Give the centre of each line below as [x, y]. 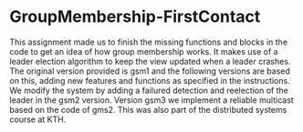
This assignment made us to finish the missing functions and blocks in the [149, 42]
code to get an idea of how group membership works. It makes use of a [144, 51]
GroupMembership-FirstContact [135, 17]
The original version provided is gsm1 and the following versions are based [150, 71]
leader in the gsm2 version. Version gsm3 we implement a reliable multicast [151, 100]
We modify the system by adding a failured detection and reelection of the [149, 90]
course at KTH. [38, 119]
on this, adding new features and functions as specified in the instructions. [150, 80]
